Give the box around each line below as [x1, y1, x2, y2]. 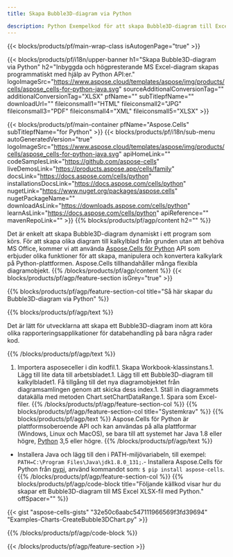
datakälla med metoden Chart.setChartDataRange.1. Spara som [17, 393, 198, 401]
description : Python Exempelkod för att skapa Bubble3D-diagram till [7, 22, 213, 30]
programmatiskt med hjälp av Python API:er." [7, 70, 135, 78]
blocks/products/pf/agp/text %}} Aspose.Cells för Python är [17, 414, 189, 423]
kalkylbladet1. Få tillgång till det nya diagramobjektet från [17, 377, 180, 386]
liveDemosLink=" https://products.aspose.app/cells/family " [7, 164, 175, 173]
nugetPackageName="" [7, 194, 76, 202]
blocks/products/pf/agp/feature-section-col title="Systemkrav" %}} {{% [17, 407, 224, 415]
